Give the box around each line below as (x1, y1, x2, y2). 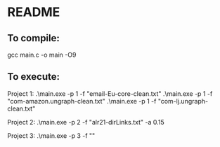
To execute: (7, 71, 60, 83)
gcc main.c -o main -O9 (7, 50, 77, 59)
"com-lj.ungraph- (157, 97, 209, 105)
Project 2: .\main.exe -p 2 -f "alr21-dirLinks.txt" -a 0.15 (7, 118, 165, 126)
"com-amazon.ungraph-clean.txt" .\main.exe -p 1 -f (7, 97, 157, 105)
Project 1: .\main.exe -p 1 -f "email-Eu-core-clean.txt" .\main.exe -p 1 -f (7, 89, 213, 98)
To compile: (7, 32, 60, 44)
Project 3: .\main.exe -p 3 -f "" (7, 131, 96, 140)
